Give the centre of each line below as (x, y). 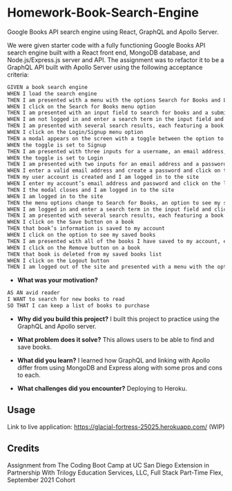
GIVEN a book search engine (48, 87)
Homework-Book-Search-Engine (103, 13)
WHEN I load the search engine (52, 94)
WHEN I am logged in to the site (55, 196)
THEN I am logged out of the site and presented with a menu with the (111, 267)
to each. (29, 375)
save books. (35, 347)
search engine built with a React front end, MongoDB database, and (104, 52)
